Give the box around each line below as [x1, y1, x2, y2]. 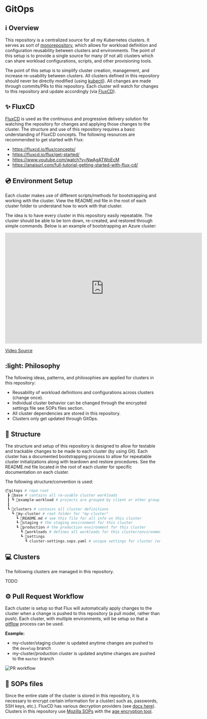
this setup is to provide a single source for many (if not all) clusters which [5, 53, 154, 59]
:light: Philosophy [5, 362, 60, 370]
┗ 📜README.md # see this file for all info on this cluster [16, 516, 142, 521]
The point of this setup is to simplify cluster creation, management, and [5, 67, 150, 73]
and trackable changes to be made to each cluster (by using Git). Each [5, 448, 148, 454]
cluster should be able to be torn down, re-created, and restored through [5, 218, 153, 224]
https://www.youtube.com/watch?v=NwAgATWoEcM [12, 157, 119, 163]
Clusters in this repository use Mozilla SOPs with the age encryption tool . [5, 708, 153, 715]
